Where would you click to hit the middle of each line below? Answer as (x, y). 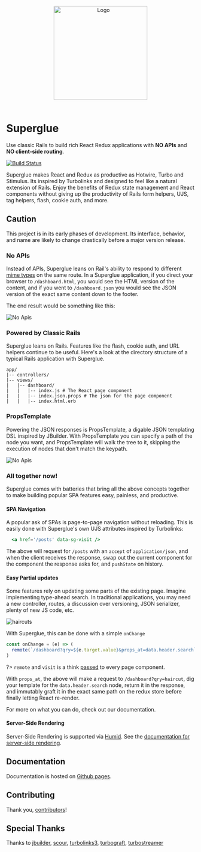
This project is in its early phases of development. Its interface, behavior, (96, 234)
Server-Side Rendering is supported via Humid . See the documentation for (98, 737)
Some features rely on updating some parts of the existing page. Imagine (96, 591)
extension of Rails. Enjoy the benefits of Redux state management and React (100, 187)
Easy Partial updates (32, 578)
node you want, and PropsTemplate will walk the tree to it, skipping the (93, 442)
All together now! (32, 476)
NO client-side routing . (35, 151)
